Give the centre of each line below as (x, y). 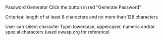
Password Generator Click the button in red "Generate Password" (73, 7)
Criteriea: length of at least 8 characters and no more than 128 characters (82, 17)
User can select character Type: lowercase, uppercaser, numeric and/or (80, 26)
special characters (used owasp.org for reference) (58, 32)
